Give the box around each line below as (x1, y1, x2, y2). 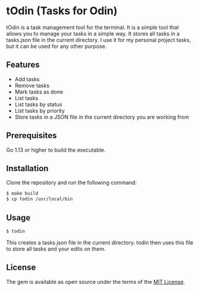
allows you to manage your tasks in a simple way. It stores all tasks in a (6, 30, 180, 37)
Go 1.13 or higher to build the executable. (6, 146, 106, 154)
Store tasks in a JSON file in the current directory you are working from (14, 113, 189, 120)
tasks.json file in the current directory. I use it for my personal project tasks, (6, 36, 191, 43)
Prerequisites (6, 130, 57, 140)
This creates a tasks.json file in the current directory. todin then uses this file (6, 239, 194, 246)
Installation (6, 163, 49, 173)
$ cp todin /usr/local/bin (6, 196, 73, 202)
